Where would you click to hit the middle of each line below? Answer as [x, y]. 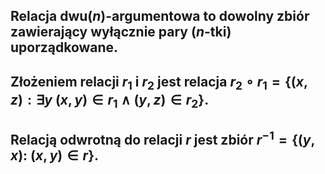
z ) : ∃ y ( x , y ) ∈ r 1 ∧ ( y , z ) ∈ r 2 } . [110, 101]
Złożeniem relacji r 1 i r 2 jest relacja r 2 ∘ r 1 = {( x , [159, 83]
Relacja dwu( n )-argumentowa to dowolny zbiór [160, 16]
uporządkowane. [64, 47]
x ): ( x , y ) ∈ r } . [55, 155]
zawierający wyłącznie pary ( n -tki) [121, 32]
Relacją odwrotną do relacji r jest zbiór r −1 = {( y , [163, 138]
